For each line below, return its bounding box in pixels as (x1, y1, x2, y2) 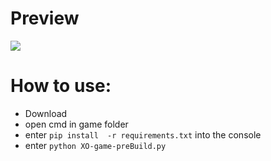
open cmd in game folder (24, 118, 129, 130)
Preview (10, 7, 80, 30)
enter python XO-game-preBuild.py (24, 139, 167, 151)
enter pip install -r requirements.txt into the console (24, 128, 262, 141)
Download (24, 107, 68, 119)
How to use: (10, 75, 112, 97)
